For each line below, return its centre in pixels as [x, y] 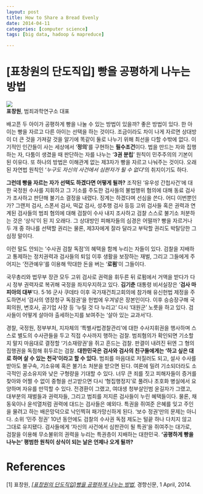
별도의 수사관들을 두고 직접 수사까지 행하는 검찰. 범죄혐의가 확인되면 [97, 336]
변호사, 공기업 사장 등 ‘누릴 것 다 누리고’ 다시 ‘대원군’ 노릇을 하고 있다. [106, 307]
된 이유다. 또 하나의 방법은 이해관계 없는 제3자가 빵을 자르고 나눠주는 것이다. [96, 162]
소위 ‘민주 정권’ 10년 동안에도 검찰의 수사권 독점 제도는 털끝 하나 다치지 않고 [103, 419]
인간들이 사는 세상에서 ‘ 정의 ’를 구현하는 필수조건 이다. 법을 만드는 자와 [104, 147]
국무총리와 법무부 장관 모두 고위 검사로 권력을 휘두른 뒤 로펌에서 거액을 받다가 [98, 277]
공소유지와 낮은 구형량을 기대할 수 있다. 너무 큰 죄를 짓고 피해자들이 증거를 [109, 374]
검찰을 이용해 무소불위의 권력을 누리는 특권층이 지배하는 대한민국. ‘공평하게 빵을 [100, 434]
